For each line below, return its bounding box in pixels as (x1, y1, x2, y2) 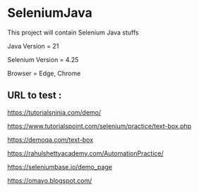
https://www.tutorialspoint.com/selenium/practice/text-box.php (7, 122, 192, 130)
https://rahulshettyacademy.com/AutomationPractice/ (7, 149, 164, 158)
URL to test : (7, 89, 62, 101)
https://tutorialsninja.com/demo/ (7, 108, 102, 117)
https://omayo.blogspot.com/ (7, 176, 92, 184)
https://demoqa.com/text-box (7, 135, 94, 143)
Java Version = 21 (7, 41, 59, 50)
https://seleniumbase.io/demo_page (7, 162, 113, 171)
